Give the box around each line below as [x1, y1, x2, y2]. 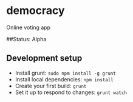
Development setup [6, 53, 83, 64]
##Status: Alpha [6, 35, 47, 42]
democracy [6, 4, 65, 18]
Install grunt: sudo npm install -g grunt [15, 69, 117, 76]
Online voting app [6, 24, 50, 31]
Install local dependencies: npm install [15, 75, 114, 83]
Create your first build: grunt [15, 82, 87, 89]
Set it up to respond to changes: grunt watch [15, 89, 128, 96]
